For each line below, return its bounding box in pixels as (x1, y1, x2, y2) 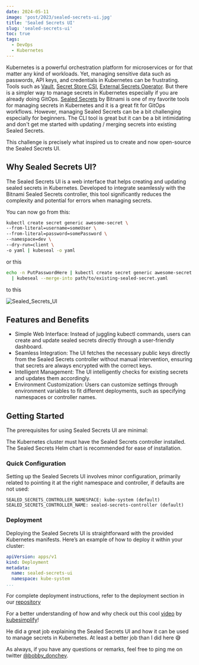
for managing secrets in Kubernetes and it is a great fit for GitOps (6, 102, 166, 109)
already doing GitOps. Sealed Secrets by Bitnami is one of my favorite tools (6, 95, 190, 102)
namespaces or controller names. (14, 394, 97, 401)
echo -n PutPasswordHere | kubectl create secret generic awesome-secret (6, 269, 192, 275)
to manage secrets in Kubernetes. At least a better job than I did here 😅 (6, 634, 181, 641)
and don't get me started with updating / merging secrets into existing (6, 120, 176, 128)
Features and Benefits (6, 315, 89, 325)
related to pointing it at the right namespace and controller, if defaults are (6, 479, 185, 487)
